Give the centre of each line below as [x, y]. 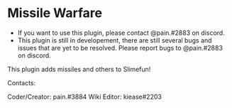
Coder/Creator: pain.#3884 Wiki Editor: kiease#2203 [84, 97]
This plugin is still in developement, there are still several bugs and [115, 40]
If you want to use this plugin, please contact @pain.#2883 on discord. [121, 33]
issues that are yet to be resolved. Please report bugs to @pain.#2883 [120, 48]
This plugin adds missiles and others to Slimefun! [79, 69]
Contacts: [22, 82]
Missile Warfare [55, 13]
